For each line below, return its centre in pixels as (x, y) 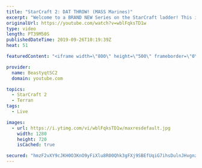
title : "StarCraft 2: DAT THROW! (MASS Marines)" (70, 12)
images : (16, 122)
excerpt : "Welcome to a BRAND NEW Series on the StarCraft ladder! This (99, 17)
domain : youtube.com (37, 78)
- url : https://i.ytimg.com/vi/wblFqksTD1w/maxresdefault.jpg (91, 128)
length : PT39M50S (28, 34)
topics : (16, 89)
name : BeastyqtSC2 (35, 73)
